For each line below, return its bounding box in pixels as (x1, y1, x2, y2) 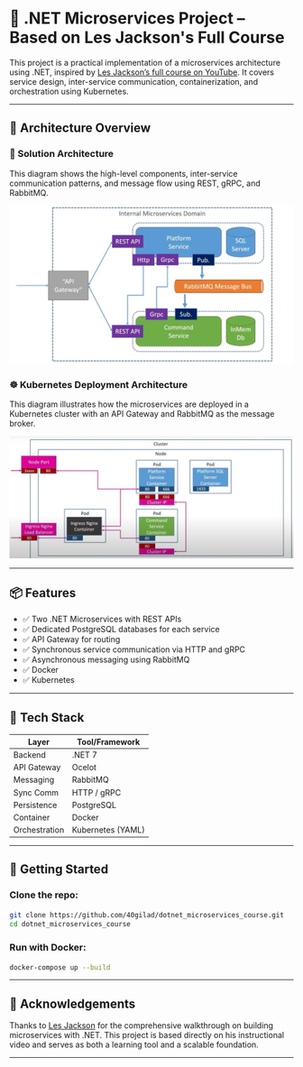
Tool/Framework (76, 736, 141, 747)
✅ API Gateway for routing (22, 634, 121, 645)
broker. (9, 418, 36, 428)
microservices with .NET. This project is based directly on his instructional (9, 1030, 285, 1041)
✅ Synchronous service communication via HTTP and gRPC (22, 644, 246, 655)
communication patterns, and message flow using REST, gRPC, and (9, 178, 261, 189)
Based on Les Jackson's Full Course (9, 27, 285, 48)
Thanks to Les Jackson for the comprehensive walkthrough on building (9, 1020, 273, 1031)
